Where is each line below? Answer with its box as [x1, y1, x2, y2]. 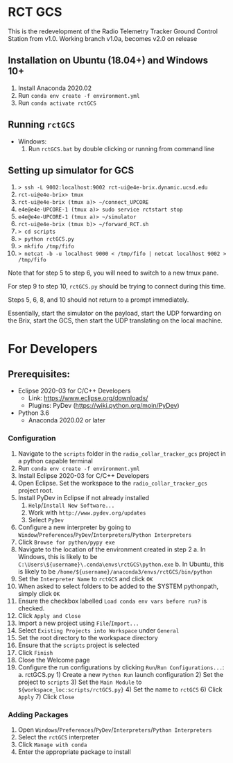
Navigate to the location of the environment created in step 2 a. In [17, 545, 206, 554]
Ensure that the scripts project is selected [17, 641, 139, 649]
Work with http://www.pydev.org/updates [28, 508, 146, 517]
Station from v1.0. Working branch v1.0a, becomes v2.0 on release [8, 34, 198, 42]
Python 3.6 [17, 409, 49, 417]
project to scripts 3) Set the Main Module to [17, 678, 142, 686]
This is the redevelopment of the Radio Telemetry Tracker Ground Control [8, 27, 218, 35]
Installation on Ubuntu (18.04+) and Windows [8, 55, 209, 67]
